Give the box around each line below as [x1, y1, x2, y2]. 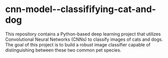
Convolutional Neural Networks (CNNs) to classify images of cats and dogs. [5, 36, 163, 42]
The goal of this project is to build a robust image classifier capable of [5, 41, 151, 47]
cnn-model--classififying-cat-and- [5, 4, 156, 15]
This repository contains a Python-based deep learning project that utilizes [5, 31, 161, 37]
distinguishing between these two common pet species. [5, 47, 122, 53]
